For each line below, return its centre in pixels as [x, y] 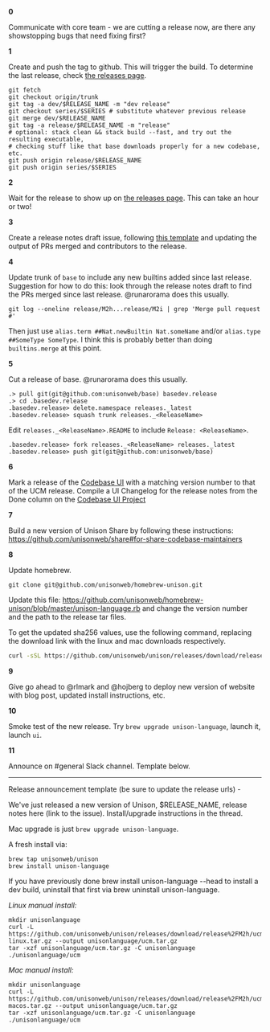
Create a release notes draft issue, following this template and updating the [133, 238]
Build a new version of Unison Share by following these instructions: [121, 530]
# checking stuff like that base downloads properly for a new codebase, [135, 146]
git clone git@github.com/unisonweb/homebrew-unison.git [106, 585]
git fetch [25, 90]
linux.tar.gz [30, 941]
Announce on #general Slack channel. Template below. [99, 766]
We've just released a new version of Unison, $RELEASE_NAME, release [128, 805]
